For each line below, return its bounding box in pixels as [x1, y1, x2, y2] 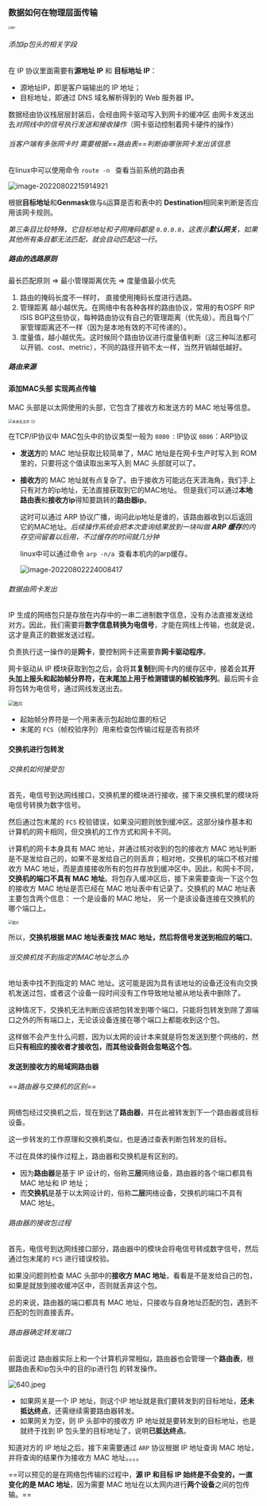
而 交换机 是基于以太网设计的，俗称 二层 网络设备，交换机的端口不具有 [19, 1188, 243, 1198]
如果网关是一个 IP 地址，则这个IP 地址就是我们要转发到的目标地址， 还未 [19, 1395, 255, 1406]
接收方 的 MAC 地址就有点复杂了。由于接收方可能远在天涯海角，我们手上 [19, 475, 256, 485]
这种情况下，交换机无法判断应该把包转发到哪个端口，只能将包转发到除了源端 [8, 1005, 259, 1015]
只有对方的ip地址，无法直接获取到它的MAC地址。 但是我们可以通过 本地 [19, 486, 253, 495]
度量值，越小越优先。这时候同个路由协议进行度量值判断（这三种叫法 [19, 332, 243, 341]
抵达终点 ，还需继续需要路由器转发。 [19, 1406, 139, 1415]
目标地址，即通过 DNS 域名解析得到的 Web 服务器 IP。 [19, 92, 199, 102]
